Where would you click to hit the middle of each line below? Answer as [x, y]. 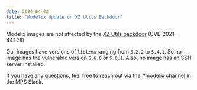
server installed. [26, 64]
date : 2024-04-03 [28, 11]
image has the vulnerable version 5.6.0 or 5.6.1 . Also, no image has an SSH [99, 58]
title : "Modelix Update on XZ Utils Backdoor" [64, 17]
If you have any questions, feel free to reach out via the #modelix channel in [98, 75]
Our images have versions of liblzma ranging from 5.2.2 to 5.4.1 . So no [94, 51]
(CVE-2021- [162, 34]
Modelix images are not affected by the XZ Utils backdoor [76, 34]
